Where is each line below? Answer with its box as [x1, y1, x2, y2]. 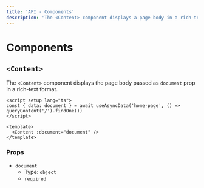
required [24, 176, 47, 182]
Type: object [24, 168, 56, 175]
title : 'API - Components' [6, 8, 75, 15]
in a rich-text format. [6, 85, 58, 92]
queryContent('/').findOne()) [6, 108, 83, 114]
